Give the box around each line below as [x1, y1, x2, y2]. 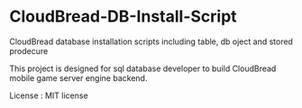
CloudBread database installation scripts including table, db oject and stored [9, 36, 293, 47]
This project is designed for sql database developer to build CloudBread [9, 63, 277, 74]
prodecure [9, 45, 49, 56]
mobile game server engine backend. [9, 72, 148, 83]
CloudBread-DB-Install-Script [9, 6, 237, 27]
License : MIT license [9, 90, 88, 101]
